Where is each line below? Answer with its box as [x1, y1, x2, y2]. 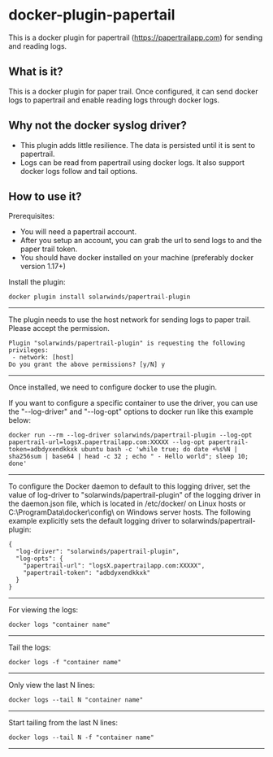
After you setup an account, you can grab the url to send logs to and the [19, 236, 262, 246]
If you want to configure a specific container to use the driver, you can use [8, 398, 258, 408]
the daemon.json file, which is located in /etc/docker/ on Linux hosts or [8, 498, 246, 509]
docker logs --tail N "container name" [8, 696, 144, 704]
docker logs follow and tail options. [19, 166, 138, 176]
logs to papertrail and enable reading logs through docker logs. [8, 95, 220, 105]
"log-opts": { [15, 555, 63, 563]
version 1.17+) [19, 262, 67, 272]
